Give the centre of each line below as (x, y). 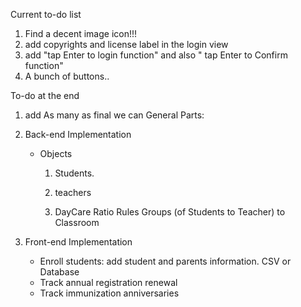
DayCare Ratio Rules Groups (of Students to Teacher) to (170, 212)
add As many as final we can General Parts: (114, 115)
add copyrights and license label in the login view (126, 44)
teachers (73, 192)
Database (59, 272)
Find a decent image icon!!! (81, 33)
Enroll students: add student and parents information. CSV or (165, 261)
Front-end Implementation (78, 242)
